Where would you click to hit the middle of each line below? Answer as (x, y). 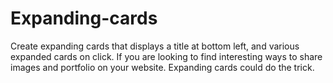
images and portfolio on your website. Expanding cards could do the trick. (162, 67)
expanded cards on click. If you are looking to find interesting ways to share (166, 56)
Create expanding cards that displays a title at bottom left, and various (155, 46)
